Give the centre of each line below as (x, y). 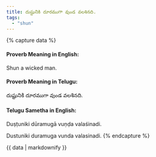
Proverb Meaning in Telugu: (42, 82)
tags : (13, 18)
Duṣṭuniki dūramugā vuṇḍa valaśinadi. (54, 124)
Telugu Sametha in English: (42, 110)
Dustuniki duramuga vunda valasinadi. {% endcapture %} (78, 135)
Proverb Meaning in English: (43, 54)
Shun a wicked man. (32, 68)
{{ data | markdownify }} (37, 147)
